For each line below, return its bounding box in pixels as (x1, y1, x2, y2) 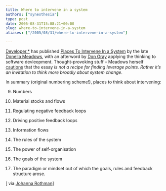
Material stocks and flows (12, 98, 66, 104)
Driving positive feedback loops (12, 118, 78, 123)
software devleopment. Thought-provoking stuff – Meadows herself (5, 59, 144, 64)
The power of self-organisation (12, 146, 76, 152)
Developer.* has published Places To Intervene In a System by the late (5, 48, 149, 54)
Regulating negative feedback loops (12, 108, 86, 114)
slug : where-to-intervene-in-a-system (5, 26, 85, 31)
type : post (5, 16, 28, 21)
